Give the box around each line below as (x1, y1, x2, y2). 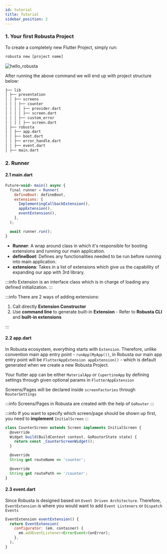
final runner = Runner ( (9, 187, 59, 192)
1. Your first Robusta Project (5, 33, 74, 40)
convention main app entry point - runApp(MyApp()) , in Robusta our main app (5, 351, 163, 357)
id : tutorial (5, 7, 32, 12)
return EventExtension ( (9, 521, 59, 526)
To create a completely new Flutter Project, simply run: (5, 44, 118, 50)
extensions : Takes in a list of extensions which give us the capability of (12, 264, 160, 270)
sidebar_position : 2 (5, 16, 48, 21)
